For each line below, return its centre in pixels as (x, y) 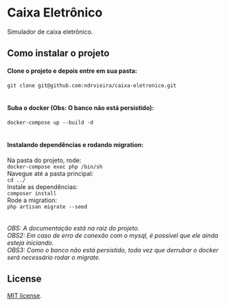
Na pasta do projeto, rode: (44, 160)
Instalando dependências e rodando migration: (76, 145)
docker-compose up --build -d (50, 122)
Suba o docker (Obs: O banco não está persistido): (81, 108)
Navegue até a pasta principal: (50, 173)
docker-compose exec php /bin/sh (55, 166)
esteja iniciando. (31, 243)
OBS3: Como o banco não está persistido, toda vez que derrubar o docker (113, 250)
